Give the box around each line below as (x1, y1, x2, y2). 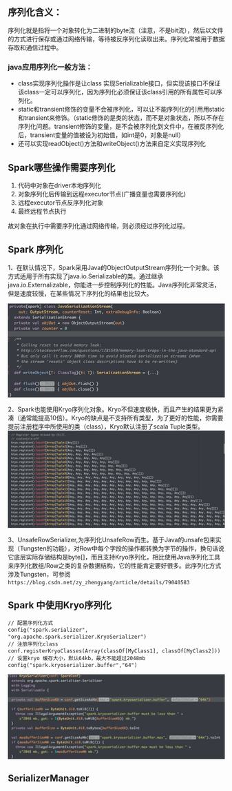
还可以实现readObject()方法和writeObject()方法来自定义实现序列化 (17, 140, 206, 148)
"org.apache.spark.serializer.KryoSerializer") (8, 633, 147, 640)
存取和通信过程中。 (8, 43, 63, 52)
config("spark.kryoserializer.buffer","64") (8, 661, 138, 668)
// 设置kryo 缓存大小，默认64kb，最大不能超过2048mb (8, 655, 146, 661)
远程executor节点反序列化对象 (17, 198, 104, 207)
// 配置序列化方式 (8, 619, 54, 626)
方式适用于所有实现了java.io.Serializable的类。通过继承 (8, 271, 164, 280)
